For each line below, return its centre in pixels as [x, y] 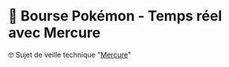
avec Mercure [54, 33]
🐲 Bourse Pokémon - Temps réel [115, 16]
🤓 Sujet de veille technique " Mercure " [70, 54]
